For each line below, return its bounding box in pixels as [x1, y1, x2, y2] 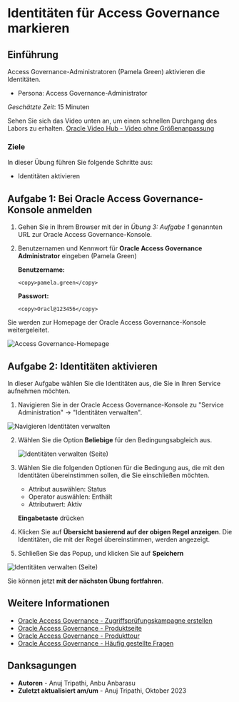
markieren [7, 20, 70, 36]
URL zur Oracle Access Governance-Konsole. [17, 230, 152, 239]
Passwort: [17, 292, 49, 300]
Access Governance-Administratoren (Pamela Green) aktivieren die [7, 68, 205, 76]
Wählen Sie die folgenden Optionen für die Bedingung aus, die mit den [17, 463, 225, 472]
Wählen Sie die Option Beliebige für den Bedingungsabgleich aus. [17, 435, 213, 444]
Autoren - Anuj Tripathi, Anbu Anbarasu [17, 678, 136, 687]
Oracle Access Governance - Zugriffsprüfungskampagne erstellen [17, 616, 213, 625]
